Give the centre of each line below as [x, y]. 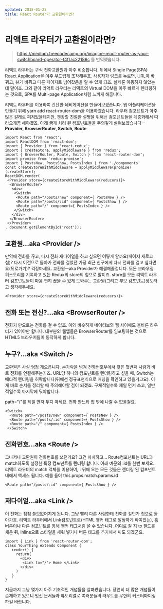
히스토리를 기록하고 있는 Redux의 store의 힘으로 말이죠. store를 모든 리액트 [77, 275]
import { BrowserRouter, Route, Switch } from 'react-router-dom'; [75, 155]
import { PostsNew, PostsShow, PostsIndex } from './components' [72, 163]
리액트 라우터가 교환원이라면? [60, 40]
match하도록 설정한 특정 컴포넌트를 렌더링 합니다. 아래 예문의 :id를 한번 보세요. [80, 463]
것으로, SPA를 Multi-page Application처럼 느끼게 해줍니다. [66, 94]
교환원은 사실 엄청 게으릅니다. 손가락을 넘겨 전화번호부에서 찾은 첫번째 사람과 [78, 367]
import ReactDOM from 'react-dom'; [41, 142]
